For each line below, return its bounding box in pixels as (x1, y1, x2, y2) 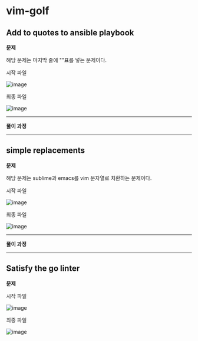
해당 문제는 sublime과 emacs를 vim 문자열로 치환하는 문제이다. (6, 174, 152, 181)
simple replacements (6, 146, 85, 156)
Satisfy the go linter (6, 264, 80, 274)
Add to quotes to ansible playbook (6, 28, 134, 38)
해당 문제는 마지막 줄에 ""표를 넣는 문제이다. (6, 57, 107, 63)
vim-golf (6, 4, 49, 18)
